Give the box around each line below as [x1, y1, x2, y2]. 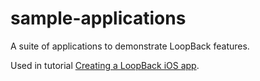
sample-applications [10, 7, 187, 30]
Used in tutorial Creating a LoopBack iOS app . [10, 59, 200, 71]
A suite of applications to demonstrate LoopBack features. [10, 40, 250, 52]
